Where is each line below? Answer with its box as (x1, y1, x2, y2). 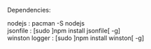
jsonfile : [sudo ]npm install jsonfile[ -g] (7, 27, 121, 35)
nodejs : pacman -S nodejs (7, 19, 85, 27)
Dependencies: (7, 6, 51, 14)
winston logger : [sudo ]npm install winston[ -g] (7, 34, 145, 42)
